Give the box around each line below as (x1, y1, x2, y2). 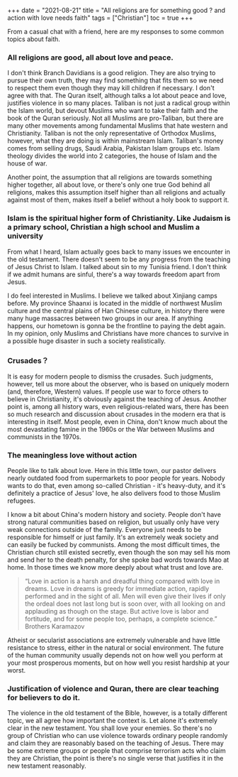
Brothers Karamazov (24, 622, 85, 631)
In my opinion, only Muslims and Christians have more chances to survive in (7, 329, 229, 337)
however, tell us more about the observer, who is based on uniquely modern (7, 379, 229, 388)
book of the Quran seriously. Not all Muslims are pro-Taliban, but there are (7, 114, 225, 123)
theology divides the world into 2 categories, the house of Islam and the (7, 152, 217, 161)
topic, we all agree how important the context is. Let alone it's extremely (7, 717, 218, 725)
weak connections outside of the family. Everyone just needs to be (7, 526, 202, 534)
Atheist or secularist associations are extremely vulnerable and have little (7, 636, 221, 645)
